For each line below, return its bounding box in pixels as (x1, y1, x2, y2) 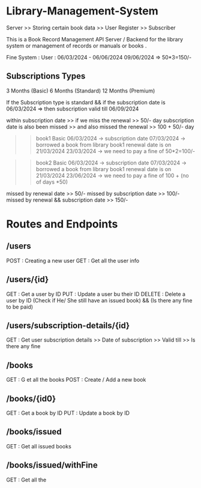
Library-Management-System (6, 4, 159, 18)
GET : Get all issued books (6, 442, 72, 450)
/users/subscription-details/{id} (6, 320, 130, 331)
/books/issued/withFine (6, 460, 98, 471)
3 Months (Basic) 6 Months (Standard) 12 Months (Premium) (6, 87, 155, 94)
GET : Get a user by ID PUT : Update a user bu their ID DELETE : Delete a (6, 290, 186, 298)
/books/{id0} (6, 393, 56, 403)
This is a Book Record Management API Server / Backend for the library (6, 35, 184, 43)
